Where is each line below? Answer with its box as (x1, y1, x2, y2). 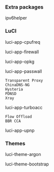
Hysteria (5, 87, 23, 92)
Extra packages (5, 4, 44, 11)
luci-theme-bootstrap (5, 161, 49, 167)
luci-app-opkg (5, 58, 35, 64)
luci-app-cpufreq (5, 39, 41, 45)
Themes (5, 140, 26, 147)
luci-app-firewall (5, 49, 39, 55)
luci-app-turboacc (5, 104, 43, 110)
